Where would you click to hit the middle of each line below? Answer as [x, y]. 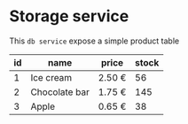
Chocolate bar [60, 92]
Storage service [69, 16]
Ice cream [51, 77]
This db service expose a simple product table [94, 41]
